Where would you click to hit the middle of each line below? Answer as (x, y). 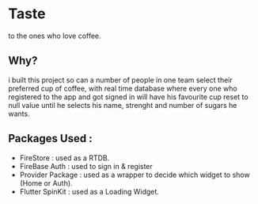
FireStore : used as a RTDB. (64, 158)
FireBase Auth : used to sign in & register (86, 166)
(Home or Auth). (46, 183)
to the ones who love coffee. (55, 36)
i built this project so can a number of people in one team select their (120, 79)
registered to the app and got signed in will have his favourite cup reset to (128, 97)
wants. (19, 114)
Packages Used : (50, 139)
